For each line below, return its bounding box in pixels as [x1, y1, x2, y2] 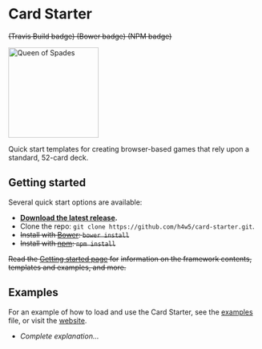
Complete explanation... [19, 331, 99, 341]
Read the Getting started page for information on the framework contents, [8, 254, 252, 263]
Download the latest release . [19, 213, 118, 222]
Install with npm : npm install [19, 238, 116, 248]
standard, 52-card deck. [8, 152, 89, 162]
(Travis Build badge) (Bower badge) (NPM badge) [8, 31, 172, 41]
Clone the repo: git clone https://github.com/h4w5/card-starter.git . [19, 221, 255, 231]
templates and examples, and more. [8, 262, 127, 272]
